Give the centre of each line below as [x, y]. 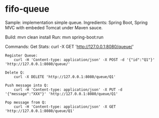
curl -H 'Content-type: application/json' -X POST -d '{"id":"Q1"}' [84, 59]
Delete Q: [15, 72]
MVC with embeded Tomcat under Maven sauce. [54, 27]
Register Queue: [21, 55]
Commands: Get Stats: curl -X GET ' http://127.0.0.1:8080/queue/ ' [70, 46]
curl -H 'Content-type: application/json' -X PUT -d [68, 89]
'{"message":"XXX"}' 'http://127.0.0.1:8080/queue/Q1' [62, 94]
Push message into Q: [27, 85]
